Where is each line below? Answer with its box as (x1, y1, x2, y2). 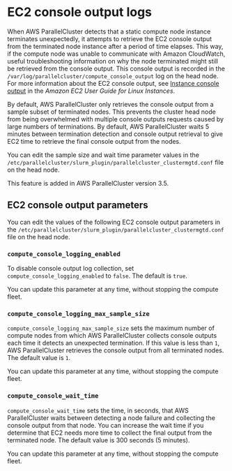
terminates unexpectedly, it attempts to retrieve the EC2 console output (7, 34, 212, 43)
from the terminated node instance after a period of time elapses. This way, (7, 42, 224, 50)
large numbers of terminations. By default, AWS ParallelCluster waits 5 (7, 122, 210, 130)
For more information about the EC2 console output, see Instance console (7, 79, 219, 87)
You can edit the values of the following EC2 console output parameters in (7, 218, 221, 226)
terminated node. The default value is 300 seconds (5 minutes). (7, 435, 190, 444)
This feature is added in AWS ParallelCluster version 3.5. (7, 179, 169, 187)
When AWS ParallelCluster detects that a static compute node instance (7, 27, 211, 36)
